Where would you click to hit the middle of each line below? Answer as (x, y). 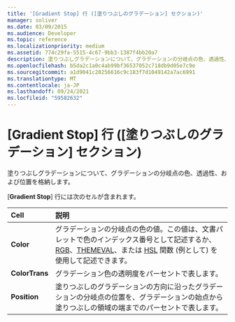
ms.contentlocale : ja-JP (43, 85)
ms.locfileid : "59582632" (45, 98)
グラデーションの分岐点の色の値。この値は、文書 (136, 229)
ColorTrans (30, 273)
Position (25, 296)
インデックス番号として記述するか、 (156, 240)
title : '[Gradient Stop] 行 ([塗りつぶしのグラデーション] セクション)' (105, 14)
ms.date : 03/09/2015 (37, 27)
